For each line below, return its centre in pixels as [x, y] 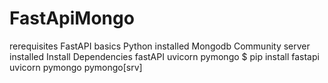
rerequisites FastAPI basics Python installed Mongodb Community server [160, 46]
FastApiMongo [72, 18]
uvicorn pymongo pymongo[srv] [76, 67]
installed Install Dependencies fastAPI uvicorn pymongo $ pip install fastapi [164, 56]
